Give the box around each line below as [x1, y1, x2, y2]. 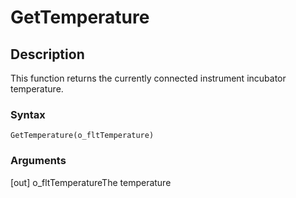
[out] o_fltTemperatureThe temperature [10, 176, 172, 188]
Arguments [10, 154, 67, 168]
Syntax [10, 107, 46, 121]
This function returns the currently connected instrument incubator [10, 72, 287, 84]
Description [10, 46, 85, 63]
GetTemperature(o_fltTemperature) [10, 131, 155, 141]
